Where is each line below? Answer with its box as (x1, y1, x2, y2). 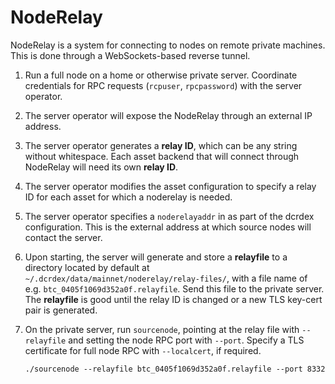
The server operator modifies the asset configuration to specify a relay (24, 180, 317, 192)
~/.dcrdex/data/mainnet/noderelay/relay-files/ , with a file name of (24, 272, 308, 284)
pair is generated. (24, 304, 98, 316)
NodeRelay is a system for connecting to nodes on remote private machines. (10, 39, 326, 51)
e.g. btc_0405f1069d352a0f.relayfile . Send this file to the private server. (24, 282, 325, 295)
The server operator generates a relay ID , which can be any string (24, 139, 298, 151)
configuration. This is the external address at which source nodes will (24, 221, 312, 233)
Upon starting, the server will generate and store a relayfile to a (24, 251, 288, 263)
